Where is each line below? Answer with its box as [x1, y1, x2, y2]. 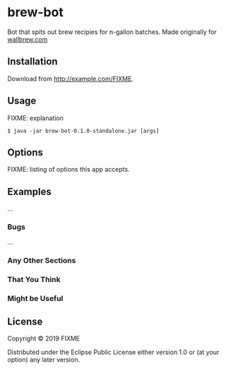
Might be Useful [7, 294, 64, 304]
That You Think [7, 275, 61, 285]
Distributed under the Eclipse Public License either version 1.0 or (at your [7, 348, 220, 357]
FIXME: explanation [7, 114, 64, 122]
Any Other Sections [7, 256, 76, 266]
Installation [7, 56, 58, 68]
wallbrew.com [7, 35, 48, 43]
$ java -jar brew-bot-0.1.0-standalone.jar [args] [7, 127, 160, 134]
